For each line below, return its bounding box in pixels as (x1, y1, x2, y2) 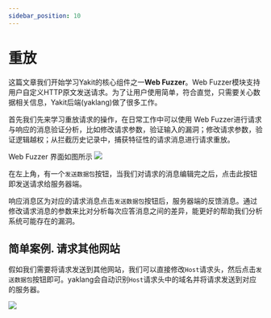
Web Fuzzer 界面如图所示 (8, 151, 93, 161)
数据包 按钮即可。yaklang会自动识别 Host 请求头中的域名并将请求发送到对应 (14, 275, 256, 284)
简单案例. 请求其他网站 (8, 242, 121, 255)
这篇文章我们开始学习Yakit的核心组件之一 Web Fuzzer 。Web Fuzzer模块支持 (8, 77, 261, 87)
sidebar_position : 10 (8, 11, 81, 20)
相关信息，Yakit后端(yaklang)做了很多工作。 (15, 97, 162, 107)
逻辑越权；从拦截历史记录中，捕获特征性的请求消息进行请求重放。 (15, 134, 235, 144)
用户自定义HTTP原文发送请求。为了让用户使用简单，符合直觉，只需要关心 (8, 87, 254, 97)
